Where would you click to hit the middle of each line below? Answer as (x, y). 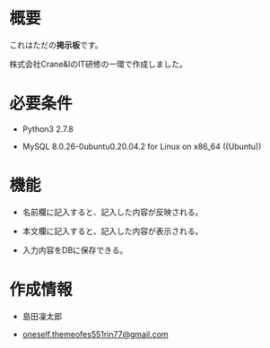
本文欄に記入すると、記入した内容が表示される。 (113, 231)
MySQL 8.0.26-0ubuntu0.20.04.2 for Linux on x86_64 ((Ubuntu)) (142, 146)
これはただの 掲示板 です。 (56, 45)
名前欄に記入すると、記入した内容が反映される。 (113, 212)
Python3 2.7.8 (48, 129)
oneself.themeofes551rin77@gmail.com (95, 334)
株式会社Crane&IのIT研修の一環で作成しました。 (99, 64)
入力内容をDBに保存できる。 (75, 250)
